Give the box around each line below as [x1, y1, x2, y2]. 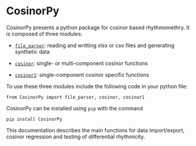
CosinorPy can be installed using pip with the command [6, 104, 143, 111]
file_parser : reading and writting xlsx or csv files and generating [14, 42, 175, 49]
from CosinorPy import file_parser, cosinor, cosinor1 [6, 94, 145, 100]
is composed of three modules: [6, 30, 83, 37]
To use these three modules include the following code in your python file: [6, 82, 188, 90]
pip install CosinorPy [6, 116, 62, 122]
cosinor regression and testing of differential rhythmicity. [6, 133, 146, 140]
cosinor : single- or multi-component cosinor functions [14, 60, 148, 67]
